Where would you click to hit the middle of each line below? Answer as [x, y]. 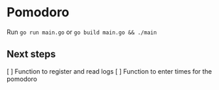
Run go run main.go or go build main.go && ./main [82, 32]
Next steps [31, 54]
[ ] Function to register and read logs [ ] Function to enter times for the [109, 71]
